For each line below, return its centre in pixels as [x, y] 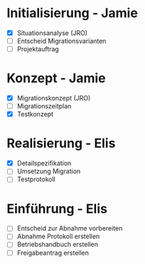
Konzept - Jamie [56, 78]
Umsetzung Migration [49, 171]
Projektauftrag [38, 49]
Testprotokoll [36, 179]
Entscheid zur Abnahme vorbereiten [70, 228]
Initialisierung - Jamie [72, 13]
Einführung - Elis [57, 209]
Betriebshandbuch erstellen [58, 245]
